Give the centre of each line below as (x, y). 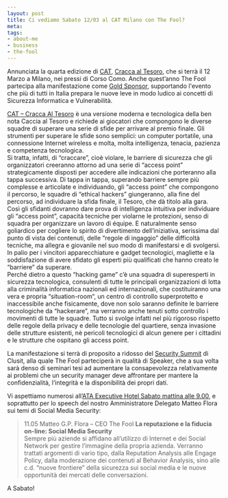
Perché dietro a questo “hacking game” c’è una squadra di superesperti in (111, 274)
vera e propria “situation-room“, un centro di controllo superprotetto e (105, 296)
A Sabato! (21, 488)
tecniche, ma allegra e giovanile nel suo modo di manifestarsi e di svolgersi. (114, 245)
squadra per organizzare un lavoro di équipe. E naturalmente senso (102, 223)
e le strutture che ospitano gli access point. (68, 340)
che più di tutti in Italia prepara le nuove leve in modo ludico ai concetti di (110, 93)
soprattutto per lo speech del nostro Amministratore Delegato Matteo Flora (112, 403)
